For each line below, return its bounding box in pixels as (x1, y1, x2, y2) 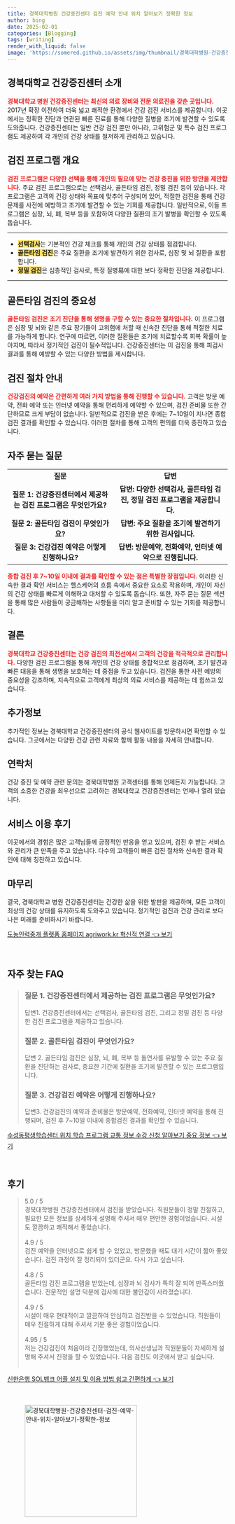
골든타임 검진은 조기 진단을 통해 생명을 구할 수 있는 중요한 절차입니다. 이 (7, 314, 201, 323)
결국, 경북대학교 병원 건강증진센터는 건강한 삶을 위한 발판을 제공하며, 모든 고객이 (7, 898, 226, 906)
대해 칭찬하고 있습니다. (20, 855, 83, 864)
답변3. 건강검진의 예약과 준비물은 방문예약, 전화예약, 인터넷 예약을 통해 (24, 1107, 217, 1116)
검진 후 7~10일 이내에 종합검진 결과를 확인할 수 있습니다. (45, 1116, 199, 1125)
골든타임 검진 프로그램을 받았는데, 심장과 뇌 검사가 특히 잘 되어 (24, 1279, 194, 1287)
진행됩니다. (164, 553, 199, 562)
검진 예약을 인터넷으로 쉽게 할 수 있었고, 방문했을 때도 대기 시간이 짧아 (24, 1247, 215, 1255)
